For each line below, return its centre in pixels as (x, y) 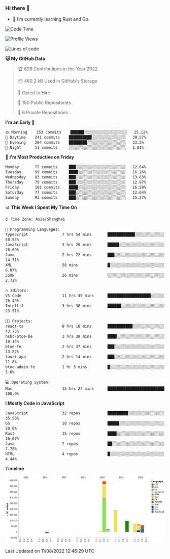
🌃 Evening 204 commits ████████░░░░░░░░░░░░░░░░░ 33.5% (75, 143)
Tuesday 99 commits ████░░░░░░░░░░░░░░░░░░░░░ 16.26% (76, 172)
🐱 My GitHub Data (25, 59)
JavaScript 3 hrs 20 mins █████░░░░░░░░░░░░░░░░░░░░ (85, 245)
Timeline (15, 469)
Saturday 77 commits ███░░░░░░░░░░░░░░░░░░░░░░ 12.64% (76, 193)
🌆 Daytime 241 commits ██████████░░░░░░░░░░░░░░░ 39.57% (76, 138)
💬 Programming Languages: (32, 230)
